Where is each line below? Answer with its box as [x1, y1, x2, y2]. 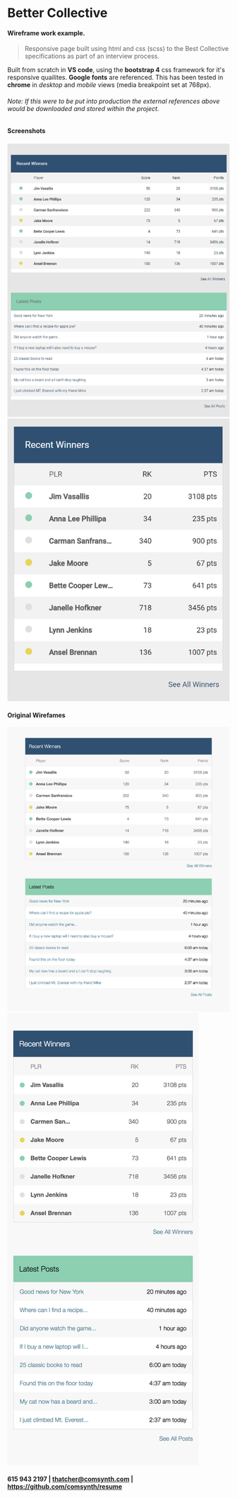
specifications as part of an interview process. [24, 52, 160, 61]
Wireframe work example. [7, 28, 86, 37]
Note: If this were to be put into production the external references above [7, 97, 220, 105]
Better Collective [7, 5, 108, 21]
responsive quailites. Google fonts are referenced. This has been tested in [7, 73, 224, 82]
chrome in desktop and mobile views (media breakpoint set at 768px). [7, 81, 212, 89]
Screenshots [7, 126, 46, 135]
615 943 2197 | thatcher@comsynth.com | [7, 1475, 134, 1483]
